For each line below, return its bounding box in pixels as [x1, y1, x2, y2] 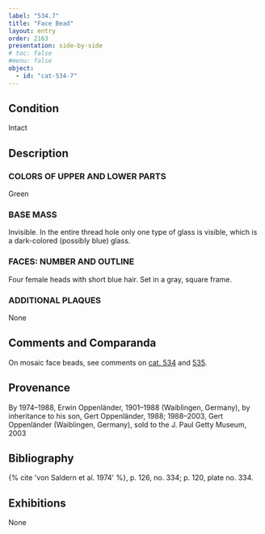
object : [8, 65, 35, 73]
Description [8, 146, 69, 160]
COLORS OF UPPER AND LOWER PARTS [8, 170, 166, 181]
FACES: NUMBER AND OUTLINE [8, 256, 135, 267]
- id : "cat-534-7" [15, 72, 78, 80]
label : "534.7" [8, 11, 60, 20]
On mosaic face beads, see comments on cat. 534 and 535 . [8, 357, 208, 367]
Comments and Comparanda [8, 336, 157, 350]
